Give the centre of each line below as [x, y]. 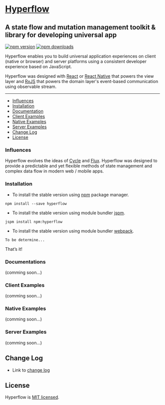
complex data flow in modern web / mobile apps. [55, 171]
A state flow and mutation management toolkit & [81, 27]
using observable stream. [31, 87]
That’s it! [14, 249]
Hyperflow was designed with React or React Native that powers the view [80, 76]
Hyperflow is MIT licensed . [32, 397]
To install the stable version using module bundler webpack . [73, 231]
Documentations [25, 261]
